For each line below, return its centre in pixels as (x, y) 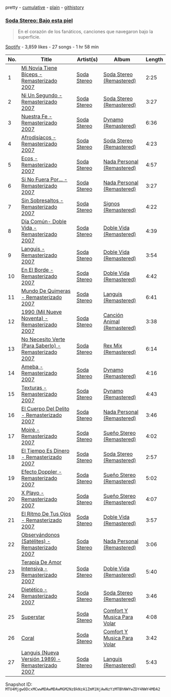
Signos (112, 204)
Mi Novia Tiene (39, 68)
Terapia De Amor (41, 562)
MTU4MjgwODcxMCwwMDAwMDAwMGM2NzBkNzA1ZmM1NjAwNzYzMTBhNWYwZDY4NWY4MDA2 (83, 689)
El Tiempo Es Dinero (45, 451)
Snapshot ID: (19, 684)
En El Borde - (37, 270)
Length (154, 60)
